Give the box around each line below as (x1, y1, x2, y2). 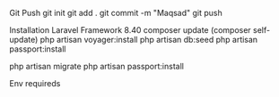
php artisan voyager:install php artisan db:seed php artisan (39, 35, 258, 44)
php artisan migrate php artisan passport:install (9, 61, 184, 71)
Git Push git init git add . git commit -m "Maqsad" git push (9, 8, 222, 18)
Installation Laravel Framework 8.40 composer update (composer (9, 25, 251, 35)
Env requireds (9, 78, 61, 88)
